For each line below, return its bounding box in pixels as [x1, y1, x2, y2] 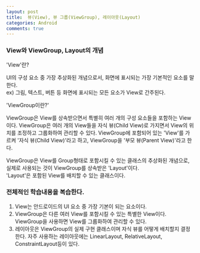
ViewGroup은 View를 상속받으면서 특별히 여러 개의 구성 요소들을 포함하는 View [6, 114, 192, 121]
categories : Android [6, 20, 58, 26]
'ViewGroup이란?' [6, 101, 50, 108]
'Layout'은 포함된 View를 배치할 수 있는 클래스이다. [6, 172, 125, 179]
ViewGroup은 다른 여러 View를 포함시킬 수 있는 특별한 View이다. [14, 210, 167, 217]
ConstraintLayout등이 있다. [14, 240, 79, 247]
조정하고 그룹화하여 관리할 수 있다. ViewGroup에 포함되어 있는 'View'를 [17, 129, 184, 136]
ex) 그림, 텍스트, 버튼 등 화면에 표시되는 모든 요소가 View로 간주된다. [6, 89, 166, 96]
